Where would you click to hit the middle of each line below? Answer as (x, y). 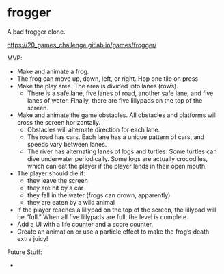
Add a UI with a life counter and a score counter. (85, 224)
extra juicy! (32, 238)
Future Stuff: (25, 252)
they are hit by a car (55, 188)
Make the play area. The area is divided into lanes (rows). (98, 86)
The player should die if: (51, 173)
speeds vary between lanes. (67, 144)
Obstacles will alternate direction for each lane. (94, 129)
